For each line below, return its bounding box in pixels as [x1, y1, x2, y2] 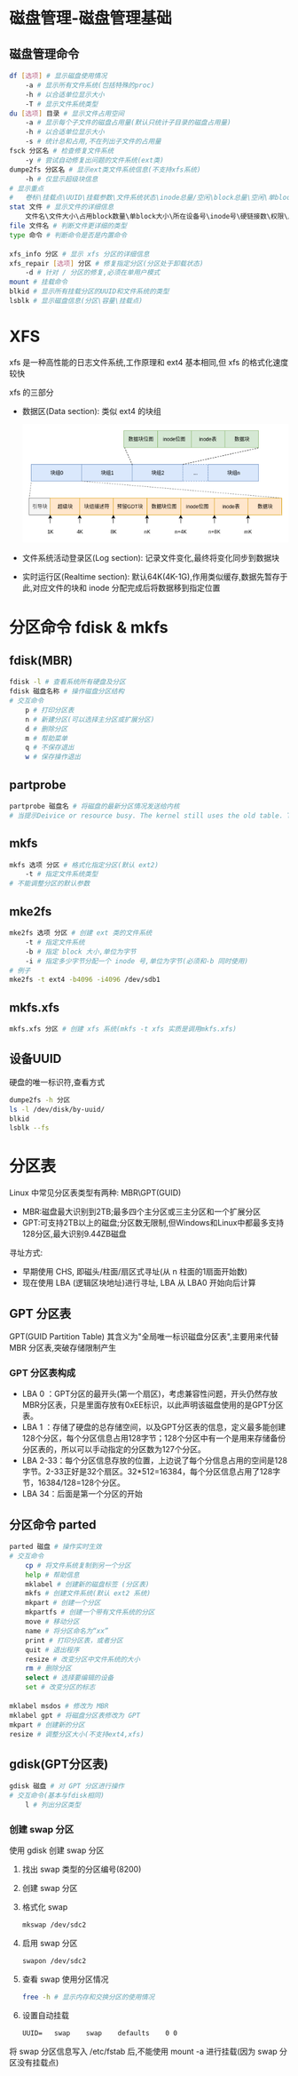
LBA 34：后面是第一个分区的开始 [21, 1489, 144, 1499]
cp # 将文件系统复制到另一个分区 [25, 1561, 131, 1569]
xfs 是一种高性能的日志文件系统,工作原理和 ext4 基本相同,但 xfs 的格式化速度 [9, 356, 289, 367]
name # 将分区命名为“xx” [25, 1626, 109, 1635]
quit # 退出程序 [25, 1645, 80, 1654]
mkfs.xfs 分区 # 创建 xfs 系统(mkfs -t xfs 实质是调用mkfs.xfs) [9, 1025, 238, 1034]
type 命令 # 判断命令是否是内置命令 [9, 230, 127, 240]
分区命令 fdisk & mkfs [9, 617, 169, 637]
